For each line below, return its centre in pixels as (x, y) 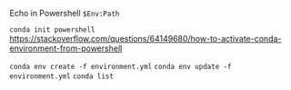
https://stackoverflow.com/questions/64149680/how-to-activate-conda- (145, 39)
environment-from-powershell (66, 48)
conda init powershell (52, 30)
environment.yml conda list (61, 76)
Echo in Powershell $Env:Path (65, 13)
